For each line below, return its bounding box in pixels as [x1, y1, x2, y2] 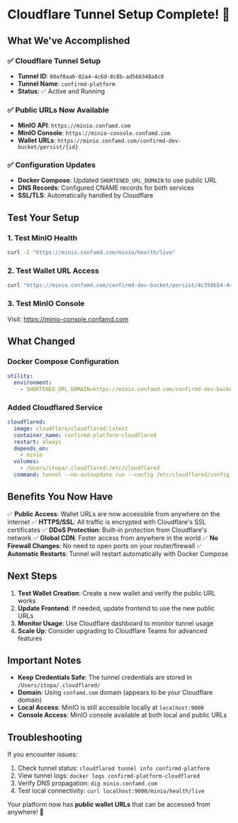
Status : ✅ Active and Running [17, 86, 105, 95]
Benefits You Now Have [7, 491, 113, 503]
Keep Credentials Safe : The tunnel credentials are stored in [17, 673, 193, 682]
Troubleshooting [7, 731, 83, 743]
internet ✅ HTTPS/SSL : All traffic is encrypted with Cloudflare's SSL [7, 517, 207, 526]
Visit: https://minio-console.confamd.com [7, 314, 129, 323]
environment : [13, 379, 52, 387]
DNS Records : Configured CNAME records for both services [17, 183, 195, 192]
